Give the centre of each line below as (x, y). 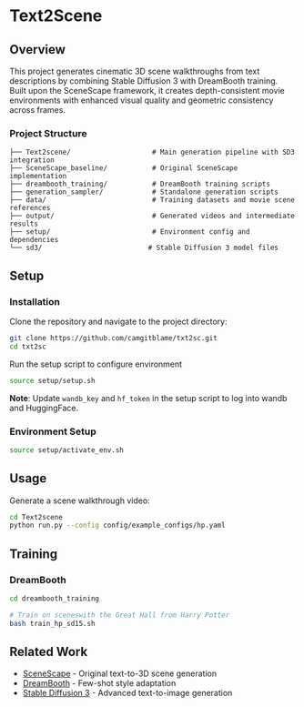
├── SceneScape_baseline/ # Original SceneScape (124, 168)
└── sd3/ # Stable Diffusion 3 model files (144, 248)
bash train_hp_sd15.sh (52, 623)
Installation (35, 301)
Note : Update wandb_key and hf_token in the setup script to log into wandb (148, 398)
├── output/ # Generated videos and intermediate (152, 216)
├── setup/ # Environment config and (130, 232)
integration (32, 160)
